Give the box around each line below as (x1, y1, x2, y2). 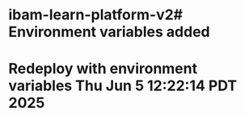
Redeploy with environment (8, 60, 198, 78)
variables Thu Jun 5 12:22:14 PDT (8, 77, 237, 95)
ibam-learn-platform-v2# (8, 6, 184, 24)
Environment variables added (8, 23, 210, 41)
